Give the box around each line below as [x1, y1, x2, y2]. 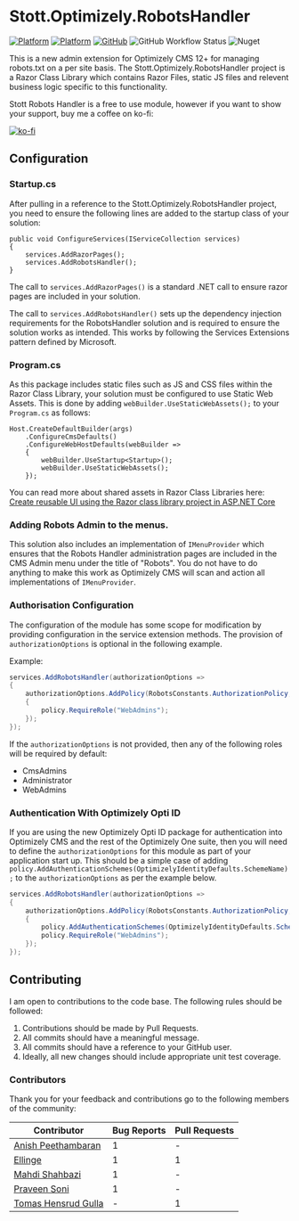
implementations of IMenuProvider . [9, 577, 136, 587]
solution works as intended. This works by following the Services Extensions [9, 327, 290, 338]
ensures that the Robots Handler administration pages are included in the [9, 548, 278, 559]
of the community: [9, 1103, 77, 1114]
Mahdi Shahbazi [13, 1168, 82, 1181]
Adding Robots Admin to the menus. [9, 519, 169, 531]
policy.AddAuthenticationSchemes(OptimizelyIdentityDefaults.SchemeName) [9, 865, 289, 873]
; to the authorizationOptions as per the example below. [9, 872, 217, 883]
